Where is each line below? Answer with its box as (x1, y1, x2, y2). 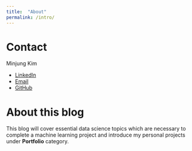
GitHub (14, 84, 33, 92)
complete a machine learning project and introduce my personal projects (6, 131, 185, 138)
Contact (6, 40, 47, 54)
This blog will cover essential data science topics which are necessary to (6, 125, 187, 132)
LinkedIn (14, 71, 36, 78)
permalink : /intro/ (6, 14, 55, 20)
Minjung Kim (6, 60, 38, 67)
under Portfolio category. (6, 138, 69, 145)
